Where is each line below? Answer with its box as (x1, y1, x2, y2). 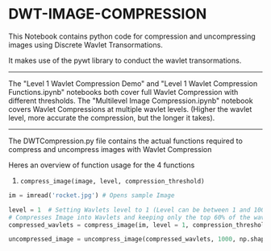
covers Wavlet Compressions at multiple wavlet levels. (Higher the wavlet (8, 104, 252, 113)
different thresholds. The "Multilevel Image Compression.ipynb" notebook (8, 96, 253, 105)
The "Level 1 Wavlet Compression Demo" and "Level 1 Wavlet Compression (8, 78, 258, 88)
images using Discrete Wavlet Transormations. (8, 39, 163, 49)
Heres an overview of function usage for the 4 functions (8, 160, 195, 170)
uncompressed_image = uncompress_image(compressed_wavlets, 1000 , (8, 235, 236, 244)
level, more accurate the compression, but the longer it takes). (8, 113, 215, 122)
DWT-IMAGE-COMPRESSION (8, 5, 207, 23)
